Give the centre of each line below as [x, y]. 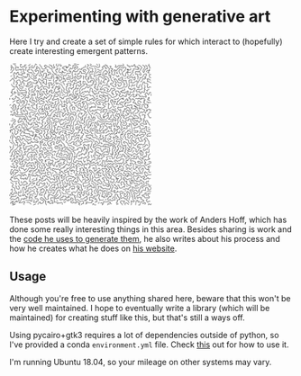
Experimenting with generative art [140, 17]
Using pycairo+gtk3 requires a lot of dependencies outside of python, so [144, 335]
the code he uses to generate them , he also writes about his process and [145, 238]
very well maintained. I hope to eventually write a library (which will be [140, 308]
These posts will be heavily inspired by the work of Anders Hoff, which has [148, 219]
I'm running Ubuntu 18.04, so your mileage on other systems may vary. [141, 362]
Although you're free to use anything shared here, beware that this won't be [150, 298]
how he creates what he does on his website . [93, 248]
